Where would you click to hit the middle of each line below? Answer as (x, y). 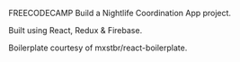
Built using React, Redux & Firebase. (76, 30)
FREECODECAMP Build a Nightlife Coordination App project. (120, 13)
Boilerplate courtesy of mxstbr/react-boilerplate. (98, 48)
